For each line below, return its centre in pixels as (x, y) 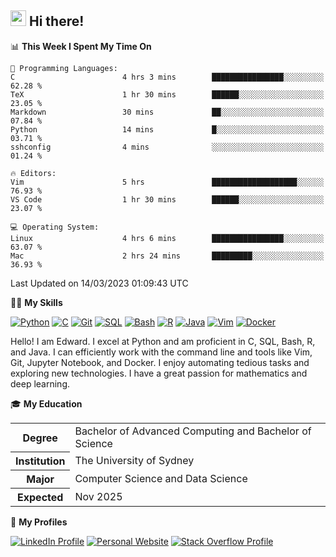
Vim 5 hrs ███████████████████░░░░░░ (167, 182)
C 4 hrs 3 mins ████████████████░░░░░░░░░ (167, 77)
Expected (40, 498)
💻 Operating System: (55, 227)
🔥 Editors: (33, 173)
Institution (40, 461)
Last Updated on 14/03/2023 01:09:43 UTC (99, 283)
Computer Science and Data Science (161, 479)
